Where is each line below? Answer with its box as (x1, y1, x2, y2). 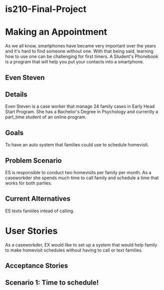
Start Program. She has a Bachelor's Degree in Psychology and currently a (5, 109, 159, 115)
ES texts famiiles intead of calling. (5, 208, 75, 214)
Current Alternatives (5, 195, 71, 203)
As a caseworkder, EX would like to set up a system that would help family (5, 242, 158, 248)
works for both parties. (5, 180, 52, 186)
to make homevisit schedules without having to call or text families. (5, 247, 143, 253)
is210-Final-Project (5, 3, 87, 15)
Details (5, 90, 27, 98)
